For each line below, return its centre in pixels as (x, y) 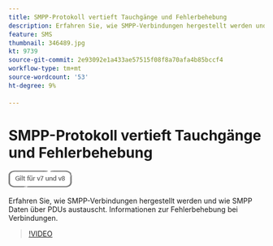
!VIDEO (40, 234)
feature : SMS (30, 34)
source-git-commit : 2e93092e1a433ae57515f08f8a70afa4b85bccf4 (116, 60)
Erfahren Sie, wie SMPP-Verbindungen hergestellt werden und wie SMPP (130, 201)
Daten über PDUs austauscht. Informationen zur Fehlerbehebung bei (123, 209)
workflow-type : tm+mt (45, 69)
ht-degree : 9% (32, 85)
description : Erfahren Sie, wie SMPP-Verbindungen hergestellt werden (130, 26)
